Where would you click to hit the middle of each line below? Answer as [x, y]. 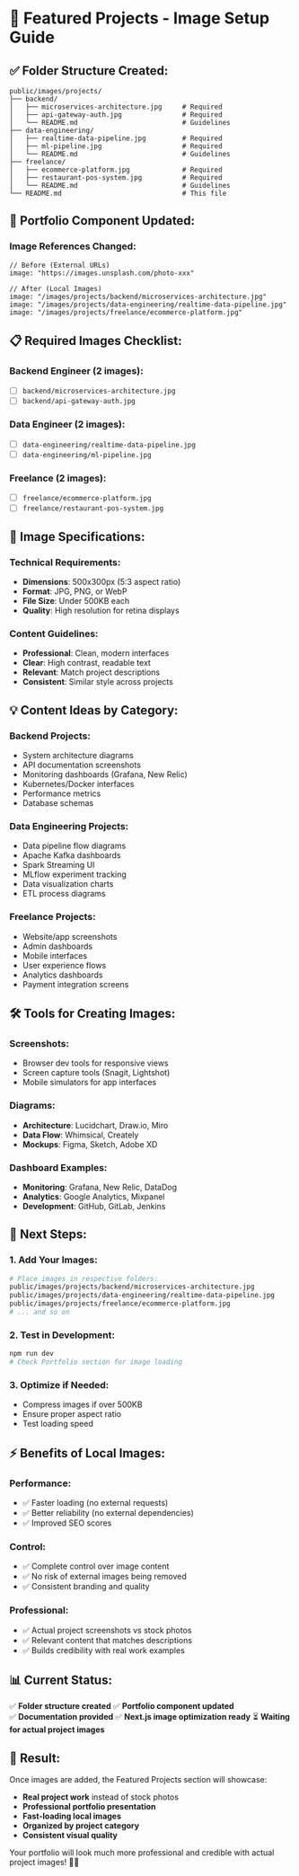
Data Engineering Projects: [69, 826]
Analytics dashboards [62, 975]
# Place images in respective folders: [84, 1279]
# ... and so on [40, 1312]
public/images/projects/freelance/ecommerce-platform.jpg [120, 1304]
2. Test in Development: [62, 1335]
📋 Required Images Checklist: [96, 341]
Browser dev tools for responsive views [95, 1063]
